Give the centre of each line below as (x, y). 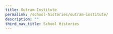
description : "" (22, 19)
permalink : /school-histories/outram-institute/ (57, 14)
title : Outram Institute (31, 10)
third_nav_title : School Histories (42, 24)
